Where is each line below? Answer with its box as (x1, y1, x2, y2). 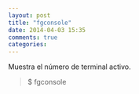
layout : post (8, 11, 51, 20)
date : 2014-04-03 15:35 (8, 26, 86, 34)
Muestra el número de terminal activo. (8, 62, 131, 71)
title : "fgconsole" (8, 19, 72, 27)
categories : (8, 41, 47, 49)
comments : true (8, 33, 58, 42)
